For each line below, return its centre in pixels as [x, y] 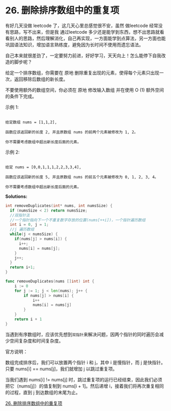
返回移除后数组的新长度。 [41, 79]
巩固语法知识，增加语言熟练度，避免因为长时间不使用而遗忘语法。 [74, 44]
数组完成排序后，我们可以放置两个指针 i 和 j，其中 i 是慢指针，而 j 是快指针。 [85, 362]
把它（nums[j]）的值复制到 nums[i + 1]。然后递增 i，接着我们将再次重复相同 [85, 386]
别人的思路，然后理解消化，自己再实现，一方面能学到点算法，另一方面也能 [88, 38]
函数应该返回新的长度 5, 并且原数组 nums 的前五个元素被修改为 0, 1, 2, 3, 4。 [82, 177]
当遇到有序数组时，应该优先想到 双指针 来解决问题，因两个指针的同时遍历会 [82, 334]
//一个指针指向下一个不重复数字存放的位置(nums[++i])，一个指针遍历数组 [78, 220]
